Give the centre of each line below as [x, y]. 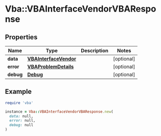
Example [18, 92]
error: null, [22, 121]
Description [95, 51]
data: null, [22, 116]
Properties [21, 37]
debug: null [22, 125]
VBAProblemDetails [51, 67]
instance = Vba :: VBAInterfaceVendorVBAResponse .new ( [59, 112]
